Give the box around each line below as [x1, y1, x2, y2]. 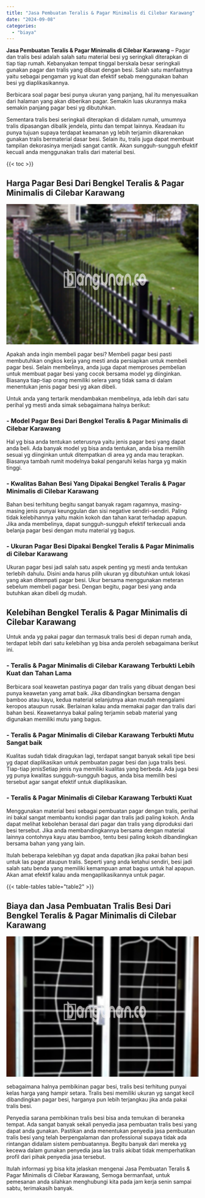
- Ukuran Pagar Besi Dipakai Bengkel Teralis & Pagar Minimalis [6, 542, 195, 550]
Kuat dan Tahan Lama [6, 669, 72, 678]
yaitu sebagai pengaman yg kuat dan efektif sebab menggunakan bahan [6, 73, 189, 80]
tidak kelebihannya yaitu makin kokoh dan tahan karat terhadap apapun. [6, 514, 187, 521]
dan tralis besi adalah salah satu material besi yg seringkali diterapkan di [6, 53, 189, 61]
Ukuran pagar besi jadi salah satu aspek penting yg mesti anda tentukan [6, 563, 188, 571]
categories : [6, 23, 37, 29]
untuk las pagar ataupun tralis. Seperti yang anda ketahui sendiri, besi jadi [6, 858, 192, 865]
